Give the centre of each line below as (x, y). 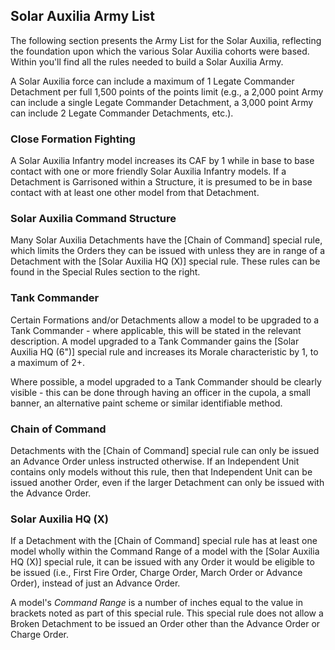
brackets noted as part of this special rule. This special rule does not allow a (167, 613)
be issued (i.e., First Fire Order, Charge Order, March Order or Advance (156, 573)
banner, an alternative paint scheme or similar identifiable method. (146, 403)
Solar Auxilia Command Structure (93, 219)
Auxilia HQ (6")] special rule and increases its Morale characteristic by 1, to (164, 351)
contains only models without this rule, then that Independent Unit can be (161, 472)
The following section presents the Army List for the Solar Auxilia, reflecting (166, 40)
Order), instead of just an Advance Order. (95, 583)
